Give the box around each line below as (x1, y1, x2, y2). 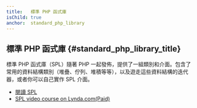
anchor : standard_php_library (6, 20, 85, 26)
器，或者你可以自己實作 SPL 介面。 (6, 76, 93, 83)
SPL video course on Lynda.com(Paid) (14, 95, 110, 103)
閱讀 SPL (14, 88, 37, 96)
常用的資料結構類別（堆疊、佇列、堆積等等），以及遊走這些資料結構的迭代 (6, 68, 189, 76)
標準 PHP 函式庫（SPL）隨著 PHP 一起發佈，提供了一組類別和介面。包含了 (6, 61, 192, 68)
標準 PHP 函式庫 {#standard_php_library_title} (6, 43, 181, 54)
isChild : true (6, 14, 42, 20)
